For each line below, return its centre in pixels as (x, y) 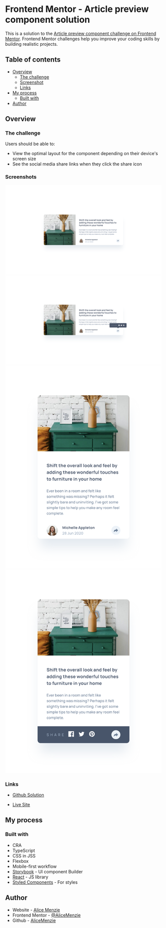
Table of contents (33, 60)
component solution (48, 20)
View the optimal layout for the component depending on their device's (85, 154)
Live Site (21, 804)
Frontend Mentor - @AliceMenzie (46, 915)
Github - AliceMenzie (34, 920)
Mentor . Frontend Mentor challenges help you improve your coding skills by (83, 39)
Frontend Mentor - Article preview (77, 9)
